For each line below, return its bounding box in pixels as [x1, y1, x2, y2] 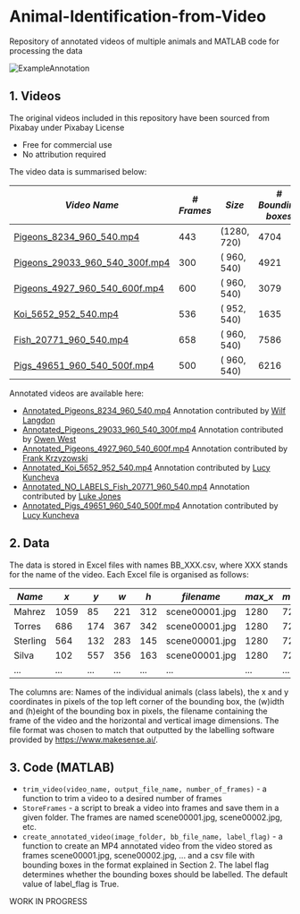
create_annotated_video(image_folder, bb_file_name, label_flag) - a [21, 831, 283, 842]
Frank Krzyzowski [21, 452, 88, 463]
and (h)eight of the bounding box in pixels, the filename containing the [9, 705, 268, 716]
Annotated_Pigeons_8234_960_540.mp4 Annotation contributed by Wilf [21, 405, 287, 415]
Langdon [21, 414, 55, 425]
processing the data [9, 45, 83, 56]
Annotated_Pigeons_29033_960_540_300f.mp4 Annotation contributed [21, 423, 284, 435]
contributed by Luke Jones [21, 491, 121, 501]
